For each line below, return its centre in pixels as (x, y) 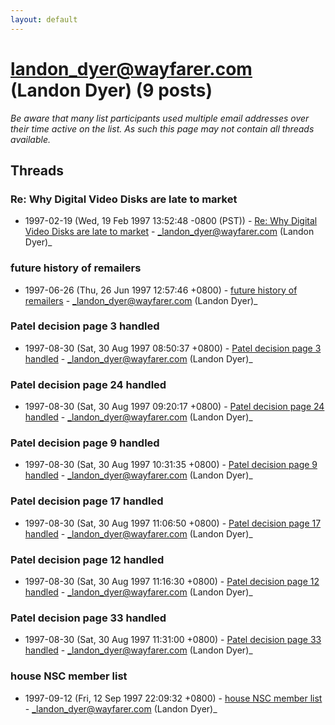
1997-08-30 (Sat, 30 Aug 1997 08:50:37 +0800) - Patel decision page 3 (173, 348)
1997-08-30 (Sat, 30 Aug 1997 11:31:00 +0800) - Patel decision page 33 (173, 640)
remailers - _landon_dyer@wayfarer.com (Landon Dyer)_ (141, 300)
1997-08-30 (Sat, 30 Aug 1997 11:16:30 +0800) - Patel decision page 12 (172, 582)
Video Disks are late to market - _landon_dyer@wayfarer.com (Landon (169, 232)
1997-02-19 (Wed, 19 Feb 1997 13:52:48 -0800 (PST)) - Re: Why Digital (171, 221)
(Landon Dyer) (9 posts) (111, 90)
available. (31, 139)
